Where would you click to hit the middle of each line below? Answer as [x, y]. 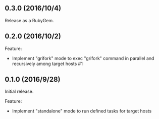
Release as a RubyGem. [29, 20]
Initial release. [19, 92]
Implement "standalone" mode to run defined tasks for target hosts [82, 111]
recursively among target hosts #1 [47, 64]
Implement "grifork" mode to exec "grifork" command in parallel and [83, 58]
